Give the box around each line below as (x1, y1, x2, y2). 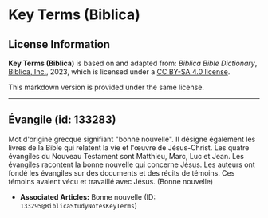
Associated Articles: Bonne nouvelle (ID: (19, 192, 156, 201)
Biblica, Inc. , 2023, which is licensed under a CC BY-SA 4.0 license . (8, 67, 231, 77)
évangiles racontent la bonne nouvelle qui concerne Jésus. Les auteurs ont (8, 160, 255, 169)
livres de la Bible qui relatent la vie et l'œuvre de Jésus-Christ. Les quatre (8, 142, 250, 153)
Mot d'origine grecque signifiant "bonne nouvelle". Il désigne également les (8, 134, 256, 144)
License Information (8, 38, 110, 51)
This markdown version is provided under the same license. (8, 82, 205, 92)
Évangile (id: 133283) (8, 113, 116, 127)
